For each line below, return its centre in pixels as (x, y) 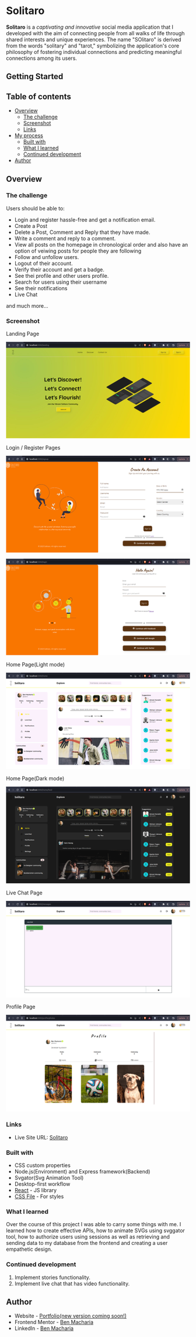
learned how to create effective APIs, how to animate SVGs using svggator (96, 1231)
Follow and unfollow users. (47, 257)
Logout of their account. (43, 263)
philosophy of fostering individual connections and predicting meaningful (94, 52)
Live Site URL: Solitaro (41, 1137)
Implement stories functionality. (52, 1277)
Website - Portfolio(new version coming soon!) (71, 1316)
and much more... (27, 305)
